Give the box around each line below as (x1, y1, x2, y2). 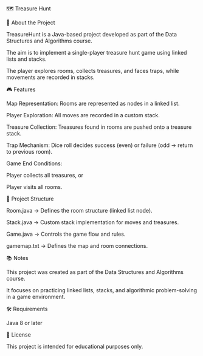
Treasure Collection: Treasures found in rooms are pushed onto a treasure (6, 123, 192, 131)
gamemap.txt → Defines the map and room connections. (6, 242, 148, 249)
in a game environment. (6, 293, 66, 300)
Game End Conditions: (6, 160, 63, 167)
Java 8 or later (6, 320, 43, 326)
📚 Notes (6, 255, 29, 261)
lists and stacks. (6, 55, 47, 63)
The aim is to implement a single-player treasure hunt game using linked (6, 49, 187, 56)
